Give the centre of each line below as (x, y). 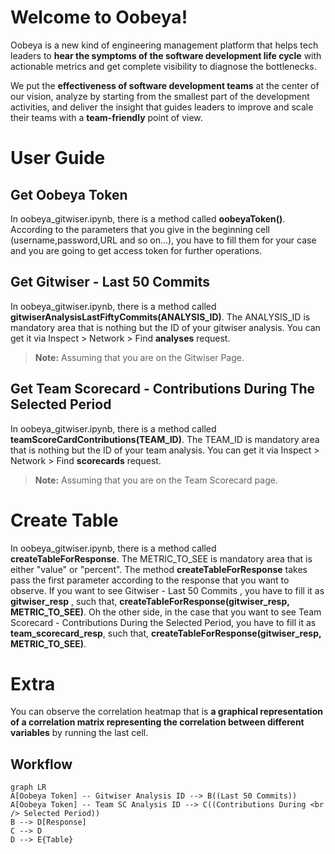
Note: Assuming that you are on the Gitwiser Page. (139, 357)
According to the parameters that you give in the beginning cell (140, 229)
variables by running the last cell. (79, 733)
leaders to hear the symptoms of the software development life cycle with (166, 55)
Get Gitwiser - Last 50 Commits (110, 282)
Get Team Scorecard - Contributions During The (163, 389)
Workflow (41, 764)
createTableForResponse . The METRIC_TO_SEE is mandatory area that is (161, 558)
